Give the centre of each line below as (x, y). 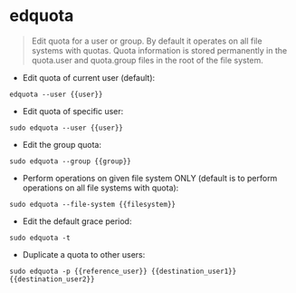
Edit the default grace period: (77, 221)
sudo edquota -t (40, 238)
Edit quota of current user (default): (89, 77)
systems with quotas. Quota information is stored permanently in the (159, 50)
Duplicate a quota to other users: (84, 254)
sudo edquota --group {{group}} (70, 161)
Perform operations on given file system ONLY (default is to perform (150, 178)
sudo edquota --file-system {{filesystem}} (93, 204)
